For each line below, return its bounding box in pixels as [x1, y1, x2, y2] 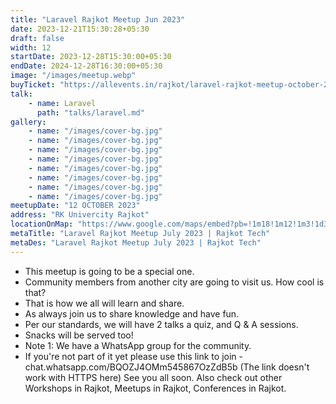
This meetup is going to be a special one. [24, 265, 195, 277]
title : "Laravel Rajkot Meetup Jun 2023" [10, 14, 186, 25]
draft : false [10, 33, 65, 43]
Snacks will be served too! [24, 329, 134, 341]
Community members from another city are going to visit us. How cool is [24, 276, 325, 288]
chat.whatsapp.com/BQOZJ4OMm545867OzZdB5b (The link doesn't [24, 361, 310, 373]
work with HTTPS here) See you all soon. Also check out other [24, 371, 283, 383]
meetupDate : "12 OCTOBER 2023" [10, 201, 141, 211]
